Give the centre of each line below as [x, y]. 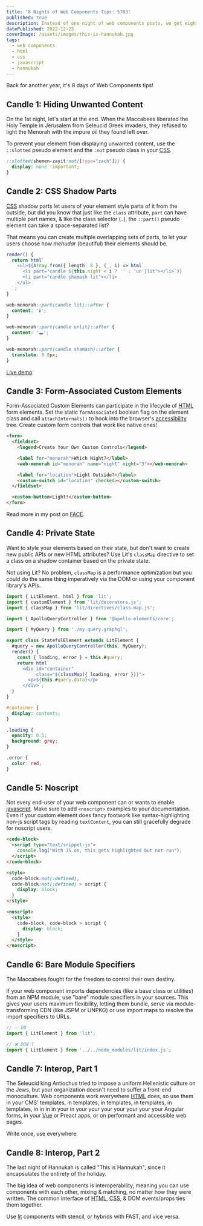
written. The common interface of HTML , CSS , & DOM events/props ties [96, 1198]
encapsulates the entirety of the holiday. [56, 1174]
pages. [15, 1122]
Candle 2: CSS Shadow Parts [61, 191]
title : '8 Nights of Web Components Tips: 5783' [69, 12]
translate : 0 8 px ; [35, 355]
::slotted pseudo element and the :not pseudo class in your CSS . [89, 150]
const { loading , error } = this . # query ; [70, 657]
